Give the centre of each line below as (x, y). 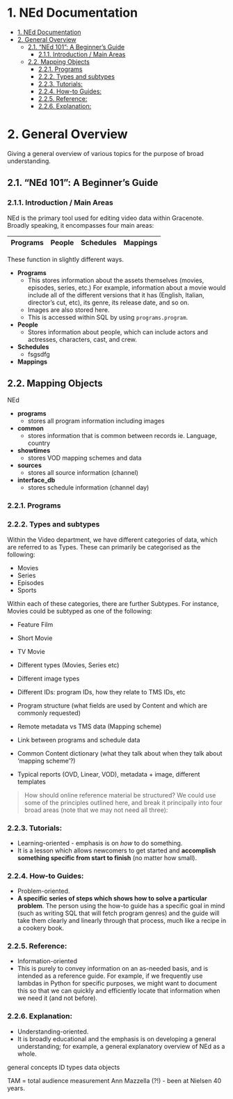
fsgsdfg (39, 354)
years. (16, 1088)
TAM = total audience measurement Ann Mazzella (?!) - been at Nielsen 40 (114, 1080)
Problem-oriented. (43, 891)
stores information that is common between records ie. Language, (122, 436)
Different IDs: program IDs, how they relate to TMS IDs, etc (101, 692)
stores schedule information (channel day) (88, 488)
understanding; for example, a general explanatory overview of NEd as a (121, 1046)
